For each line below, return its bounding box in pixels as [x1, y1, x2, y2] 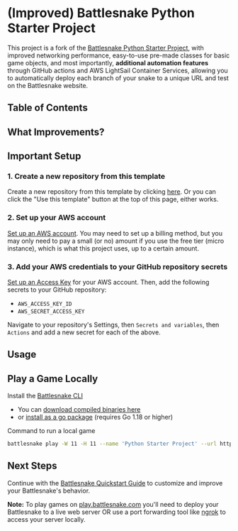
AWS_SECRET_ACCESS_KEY [17, 308, 85, 315]
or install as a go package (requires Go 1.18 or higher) [17, 413, 174, 422]
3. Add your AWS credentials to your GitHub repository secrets [7, 261, 228, 271]
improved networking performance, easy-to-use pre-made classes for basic [7, 51, 230, 60]
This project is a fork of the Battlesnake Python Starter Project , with [7, 43, 204, 52]
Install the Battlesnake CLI [7, 392, 84, 400]
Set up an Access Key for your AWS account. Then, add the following [7, 278, 210, 286]
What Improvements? [7, 126, 105, 138]
